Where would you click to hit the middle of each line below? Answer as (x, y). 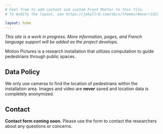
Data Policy (23, 72)
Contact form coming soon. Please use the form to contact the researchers (81, 121)
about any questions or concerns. (39, 126)
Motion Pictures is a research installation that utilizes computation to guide (80, 51)
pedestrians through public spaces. (41, 57)
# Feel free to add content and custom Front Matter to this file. (75, 10)
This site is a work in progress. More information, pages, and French (73, 37)
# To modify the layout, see (34, 14)
